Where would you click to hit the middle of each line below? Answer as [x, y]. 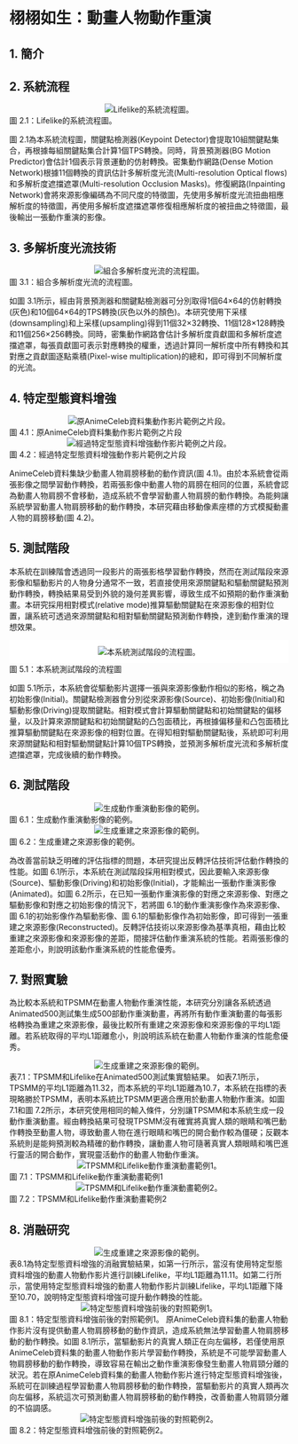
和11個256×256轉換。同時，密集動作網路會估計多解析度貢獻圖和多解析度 [142, 335]
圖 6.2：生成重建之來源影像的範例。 [74, 841]
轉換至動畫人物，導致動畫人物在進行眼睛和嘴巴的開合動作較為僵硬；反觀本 [153, 1132]
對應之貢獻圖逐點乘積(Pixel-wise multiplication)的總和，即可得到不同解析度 [146, 357]
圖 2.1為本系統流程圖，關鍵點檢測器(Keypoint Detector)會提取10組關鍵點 [141, 139]
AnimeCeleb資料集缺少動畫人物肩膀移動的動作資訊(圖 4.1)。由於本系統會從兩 [149, 473]
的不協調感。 [32, 1408]
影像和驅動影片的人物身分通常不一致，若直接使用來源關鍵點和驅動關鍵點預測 [149, 582]
